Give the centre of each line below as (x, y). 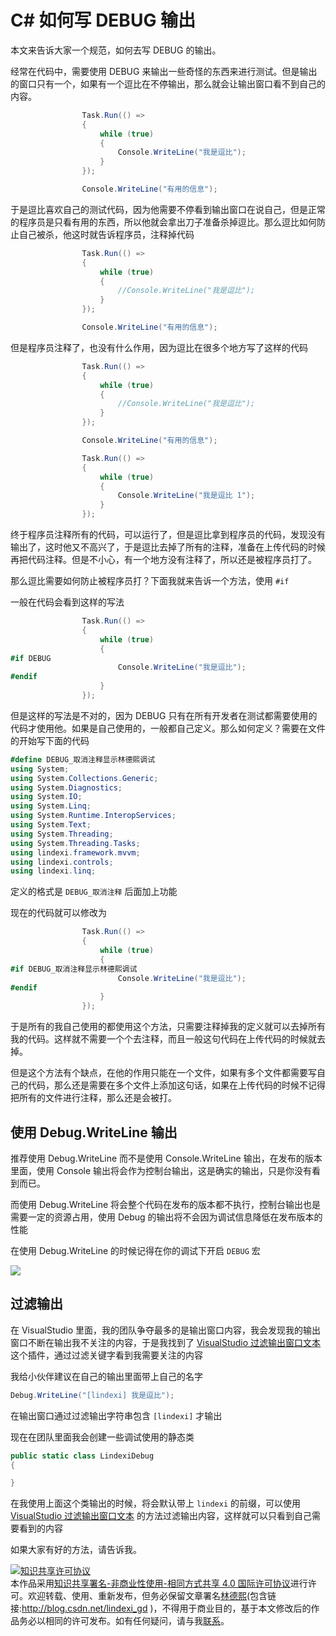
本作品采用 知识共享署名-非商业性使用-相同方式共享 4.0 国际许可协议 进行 (159, 1583)
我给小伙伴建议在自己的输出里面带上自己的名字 (106, 1376)
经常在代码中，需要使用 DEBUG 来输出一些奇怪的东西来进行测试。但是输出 (164, 71)
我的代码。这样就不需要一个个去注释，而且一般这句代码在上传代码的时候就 (163, 1039)
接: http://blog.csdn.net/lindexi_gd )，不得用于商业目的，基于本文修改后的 (161, 1608)
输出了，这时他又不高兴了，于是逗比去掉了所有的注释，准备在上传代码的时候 (168, 547)
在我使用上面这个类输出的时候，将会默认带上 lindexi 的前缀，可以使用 (155, 1503)
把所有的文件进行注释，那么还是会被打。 (93, 1098)
